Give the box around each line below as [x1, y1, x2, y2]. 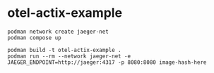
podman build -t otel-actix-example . [7, 46, 121, 53]
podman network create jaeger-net [7, 28, 109, 35]
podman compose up [7, 34, 61, 41]
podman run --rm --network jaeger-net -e [7, 53, 131, 60]
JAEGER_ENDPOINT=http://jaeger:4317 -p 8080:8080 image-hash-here [7, 58, 207, 66]
